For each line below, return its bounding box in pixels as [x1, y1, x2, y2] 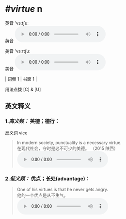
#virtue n [5, 3, 43, 15]
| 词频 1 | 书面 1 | [5, 76, 37, 82]
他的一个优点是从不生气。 [16, 192, 68, 198]
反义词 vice [5, 130, 28, 136]
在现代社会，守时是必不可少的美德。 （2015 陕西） [16, 145, 119, 151]
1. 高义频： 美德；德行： [5, 118, 60, 125]
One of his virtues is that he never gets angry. [16, 186, 108, 192]
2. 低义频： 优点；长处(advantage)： [5, 175, 91, 182]
